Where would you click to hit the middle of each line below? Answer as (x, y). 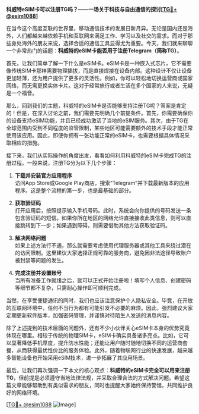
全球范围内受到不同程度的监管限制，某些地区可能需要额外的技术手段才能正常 (99, 128)
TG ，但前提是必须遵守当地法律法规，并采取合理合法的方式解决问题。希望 (95, 378)
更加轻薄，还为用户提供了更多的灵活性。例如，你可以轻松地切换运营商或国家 (99, 78)
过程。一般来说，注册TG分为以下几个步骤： (64, 163)
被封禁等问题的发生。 (41, 260)
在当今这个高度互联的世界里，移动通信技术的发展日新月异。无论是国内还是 (97, 28)
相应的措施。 (27, 143)
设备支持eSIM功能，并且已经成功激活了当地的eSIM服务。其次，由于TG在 (100, 120)
